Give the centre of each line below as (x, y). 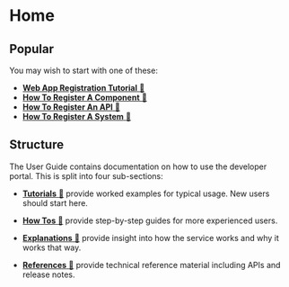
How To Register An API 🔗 (71, 107)
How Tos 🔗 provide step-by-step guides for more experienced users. (150, 220)
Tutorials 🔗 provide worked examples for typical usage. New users (146, 193)
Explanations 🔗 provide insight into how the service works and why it (151, 238)
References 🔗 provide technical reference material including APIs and (151, 265)
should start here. (55, 202)
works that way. (52, 247)
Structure (37, 145)
